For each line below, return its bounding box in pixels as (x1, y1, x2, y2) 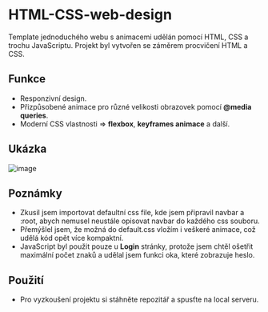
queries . (19, 110, 49, 120)
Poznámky (8, 186, 62, 200)
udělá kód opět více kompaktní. (19, 234, 124, 243)
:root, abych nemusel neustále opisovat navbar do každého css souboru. (19, 216, 260, 226)
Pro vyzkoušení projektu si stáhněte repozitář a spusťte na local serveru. (19, 294, 259, 305)
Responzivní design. (19, 94, 87, 103)
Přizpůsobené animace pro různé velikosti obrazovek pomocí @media (19, 102, 252, 111)
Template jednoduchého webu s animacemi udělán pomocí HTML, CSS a (8, 32, 249, 42)
